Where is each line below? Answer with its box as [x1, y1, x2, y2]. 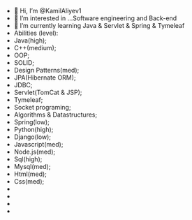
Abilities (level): [13, 29, 59, 37]
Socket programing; [13, 103, 71, 111]
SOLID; [13, 59, 35, 66]
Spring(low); [13, 118, 50, 126]
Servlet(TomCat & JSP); [13, 88, 82, 96]
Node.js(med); [13, 147, 56, 156]
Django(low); [13, 133, 51, 141]
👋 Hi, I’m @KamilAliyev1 [13, 7, 82, 15]
